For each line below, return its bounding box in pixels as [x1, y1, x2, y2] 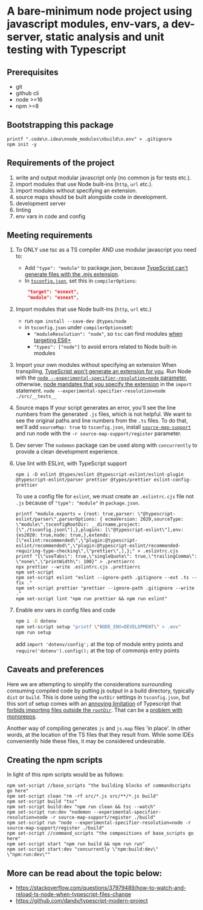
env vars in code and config [15, 212, 86, 219]
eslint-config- [153, 477, 192, 483]
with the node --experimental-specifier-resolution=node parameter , [15, 374, 188, 381]
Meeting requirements [7, 230, 93, 241]
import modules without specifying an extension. [15, 187, 138, 194]
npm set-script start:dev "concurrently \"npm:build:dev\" [7, 846, 159, 852]
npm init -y [7, 141, 37, 147]
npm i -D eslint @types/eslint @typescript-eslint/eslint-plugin [15, 472, 184, 478]
